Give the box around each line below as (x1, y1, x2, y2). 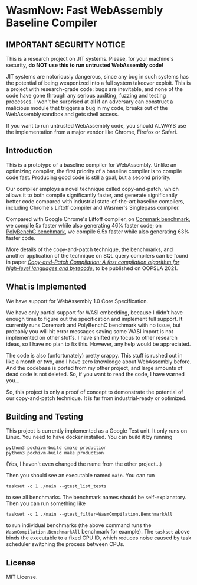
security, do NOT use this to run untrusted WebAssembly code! (6, 61, 164, 69)
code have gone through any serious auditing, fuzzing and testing (6, 92, 166, 99)
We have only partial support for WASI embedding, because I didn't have (6, 308, 183, 316)
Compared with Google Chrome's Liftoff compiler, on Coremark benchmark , (6, 215, 191, 222)
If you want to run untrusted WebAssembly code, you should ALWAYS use (6, 122, 186, 129)
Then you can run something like (6, 500, 86, 507)
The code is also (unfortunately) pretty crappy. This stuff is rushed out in (6, 352, 183, 359)
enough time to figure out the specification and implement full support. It (6, 315, 183, 322)
